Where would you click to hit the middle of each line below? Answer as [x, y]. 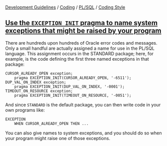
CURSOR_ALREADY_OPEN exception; [39, 73]
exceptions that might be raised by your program [83, 31]
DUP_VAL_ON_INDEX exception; [36, 82]
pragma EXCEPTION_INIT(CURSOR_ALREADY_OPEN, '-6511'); [73, 78]
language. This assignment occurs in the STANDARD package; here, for [79, 53]
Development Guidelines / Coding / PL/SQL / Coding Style [65, 7]
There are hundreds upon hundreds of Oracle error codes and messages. [81, 43]
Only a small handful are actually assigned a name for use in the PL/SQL [80, 48]
